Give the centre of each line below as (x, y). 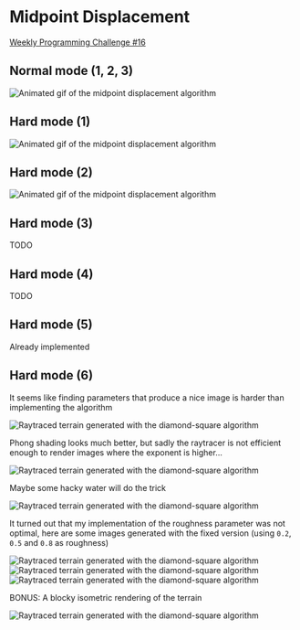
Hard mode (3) (52, 223)
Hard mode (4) (52, 274)
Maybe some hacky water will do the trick (88, 487)
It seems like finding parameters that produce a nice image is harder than (147, 397)
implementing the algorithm (61, 407)
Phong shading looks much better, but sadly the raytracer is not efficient (145, 443)
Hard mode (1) (50, 122)
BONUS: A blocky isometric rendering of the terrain (106, 597)
